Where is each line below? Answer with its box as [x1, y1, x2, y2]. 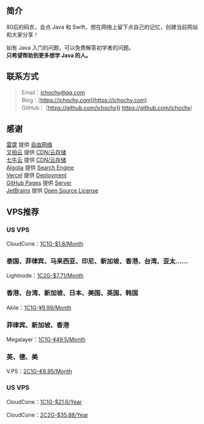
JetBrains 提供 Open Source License [6, 187, 99, 194]
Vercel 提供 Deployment [6, 172, 67, 179]
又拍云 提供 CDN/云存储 [6, 149, 66, 156]
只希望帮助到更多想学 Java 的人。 [6, 51, 92, 59]
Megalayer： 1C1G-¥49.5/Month [6, 336, 86, 343]
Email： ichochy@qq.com [21, 88, 85, 96]
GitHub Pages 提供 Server [6, 180, 72, 187]
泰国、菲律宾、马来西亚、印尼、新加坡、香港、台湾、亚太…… [6, 257, 189, 265]
